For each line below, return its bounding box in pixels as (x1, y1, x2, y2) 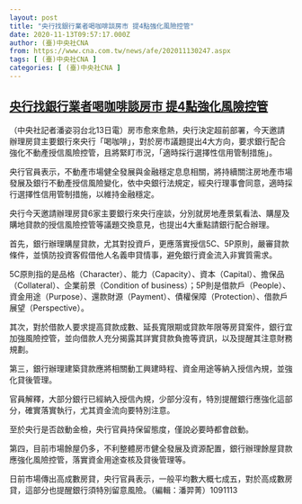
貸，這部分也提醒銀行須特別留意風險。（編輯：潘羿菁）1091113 (9, 484, 238, 495)
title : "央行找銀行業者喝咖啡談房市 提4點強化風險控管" (9, 22, 195, 31)
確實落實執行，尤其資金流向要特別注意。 (24, 404, 175, 415)
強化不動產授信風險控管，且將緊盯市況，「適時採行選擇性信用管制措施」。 (9, 147, 277, 157)
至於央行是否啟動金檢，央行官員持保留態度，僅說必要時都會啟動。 (9, 424, 253, 435)
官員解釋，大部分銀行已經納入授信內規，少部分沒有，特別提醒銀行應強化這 (9, 393, 285, 404)
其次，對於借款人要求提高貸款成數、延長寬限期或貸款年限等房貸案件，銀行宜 (9, 321, 293, 332)
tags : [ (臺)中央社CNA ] (9, 55, 97, 64)
